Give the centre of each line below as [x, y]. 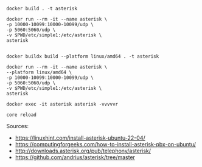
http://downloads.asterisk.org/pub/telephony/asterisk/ [83, 151]
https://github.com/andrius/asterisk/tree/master [75, 157]
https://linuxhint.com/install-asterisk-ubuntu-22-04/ [80, 138]
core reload [21, 115]
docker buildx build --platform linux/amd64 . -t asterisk [83, 56]
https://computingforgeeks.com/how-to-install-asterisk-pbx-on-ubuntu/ [106, 144]
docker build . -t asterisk [42, 9]
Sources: [18, 126]
